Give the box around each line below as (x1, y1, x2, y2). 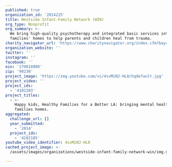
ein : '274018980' (5, 64, 42, 69)
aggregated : (5, 112, 31, 117)
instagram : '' (5, 54, 36, 60)
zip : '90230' (5, 69, 33, 74)
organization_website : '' (5, 45, 60, 50)
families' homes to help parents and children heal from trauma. (10, 36, 153, 41)
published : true (5, 7, 40, 13)
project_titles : (5, 93, 40, 98)
